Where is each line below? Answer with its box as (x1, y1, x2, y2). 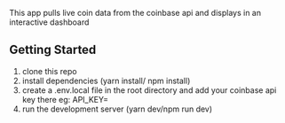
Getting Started (9, 42, 97, 58)
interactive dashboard (9, 17, 90, 27)
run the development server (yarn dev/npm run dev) (21, 104, 213, 114)
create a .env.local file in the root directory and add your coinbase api (21, 84, 277, 96)
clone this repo (21, 65, 77, 76)
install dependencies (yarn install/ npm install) (21, 75, 191, 86)
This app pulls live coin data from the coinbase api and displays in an (9, 8, 262, 18)
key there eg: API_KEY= (21, 94, 109, 104)
